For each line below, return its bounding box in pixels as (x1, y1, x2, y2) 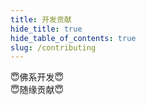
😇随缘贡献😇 (10, 84, 65, 96)
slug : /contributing (10, 42, 97, 53)
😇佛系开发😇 (10, 71, 65, 83)
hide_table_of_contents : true (10, 33, 137, 43)
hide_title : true (10, 24, 83, 34)
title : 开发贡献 (10, 14, 72, 25)
